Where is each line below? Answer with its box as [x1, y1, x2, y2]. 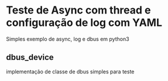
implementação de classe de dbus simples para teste [6, 68, 135, 75]
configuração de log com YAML [6, 16, 163, 29]
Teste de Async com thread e [6, 4, 151, 17]
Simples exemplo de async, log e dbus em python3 [6, 35, 130, 42]
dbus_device [6, 52, 54, 62]
